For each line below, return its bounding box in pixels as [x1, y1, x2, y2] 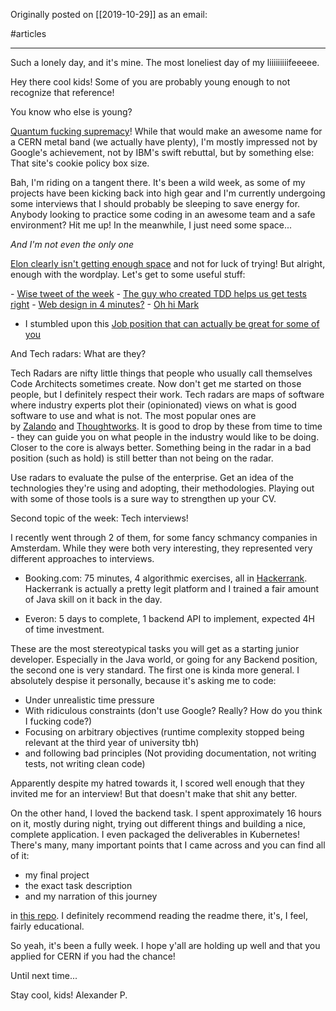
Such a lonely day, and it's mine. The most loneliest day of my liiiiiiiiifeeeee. [10, 57, 320, 68]
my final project [24, 869, 90, 881]
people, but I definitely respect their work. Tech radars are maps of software [10, 389, 325, 400]
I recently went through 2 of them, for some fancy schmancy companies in [10, 532, 318, 543]
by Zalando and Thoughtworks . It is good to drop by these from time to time [10, 420, 323, 432]
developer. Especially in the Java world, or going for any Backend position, [10, 654, 318, 665]
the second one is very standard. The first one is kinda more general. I [10, 664, 300, 676]
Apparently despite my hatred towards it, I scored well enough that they [10, 777, 305, 789]
